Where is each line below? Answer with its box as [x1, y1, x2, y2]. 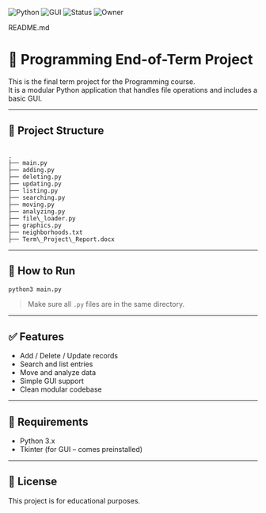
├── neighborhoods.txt [8, 228, 83, 236]
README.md [8, 23, 50, 32]
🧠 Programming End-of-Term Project [8, 51, 253, 69]
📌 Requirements [8, 415, 89, 428]
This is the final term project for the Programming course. [8, 76, 196, 86]
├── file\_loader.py [8, 214, 77, 222]
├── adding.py [8, 166, 55, 174]
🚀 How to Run [8, 264, 76, 278]
